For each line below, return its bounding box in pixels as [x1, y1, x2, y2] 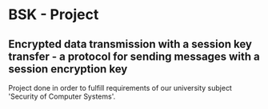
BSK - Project [8, 6, 99, 24]
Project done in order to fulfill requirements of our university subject [8, 84, 232, 92]
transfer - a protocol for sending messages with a [8, 49, 260, 63]
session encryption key [8, 62, 128, 76]
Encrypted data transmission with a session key [8, 37, 252, 51]
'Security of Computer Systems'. [8, 91, 116, 101]
